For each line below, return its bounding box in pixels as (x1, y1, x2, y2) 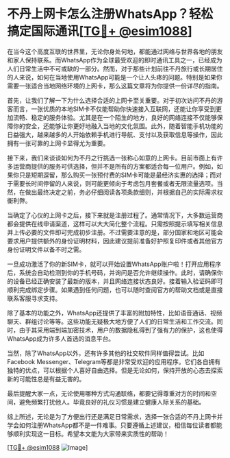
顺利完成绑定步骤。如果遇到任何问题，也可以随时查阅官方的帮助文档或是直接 (7, 285, 223, 293)
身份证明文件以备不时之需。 (7, 245, 86, 254)
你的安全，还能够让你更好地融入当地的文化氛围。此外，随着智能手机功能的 (12, 121, 223, 130)
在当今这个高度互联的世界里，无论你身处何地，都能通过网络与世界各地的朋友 (7, 47, 223, 56)
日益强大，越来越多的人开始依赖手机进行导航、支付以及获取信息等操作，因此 (7, 130, 223, 138)
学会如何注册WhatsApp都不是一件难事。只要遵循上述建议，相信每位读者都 (7, 421, 217, 429)
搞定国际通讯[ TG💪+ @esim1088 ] (7, 23, 193, 39)
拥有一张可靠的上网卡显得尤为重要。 (7, 138, 110, 147)
